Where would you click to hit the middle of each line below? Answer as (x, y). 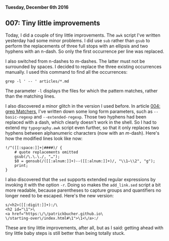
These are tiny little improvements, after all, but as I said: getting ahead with (84, 228)
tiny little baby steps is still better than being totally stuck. (65, 233)
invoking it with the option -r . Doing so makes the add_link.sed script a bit (83, 185)
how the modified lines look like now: (44, 139)
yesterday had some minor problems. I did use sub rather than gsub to (78, 41)
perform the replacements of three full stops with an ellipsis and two (77, 46)
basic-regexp (19, 117)
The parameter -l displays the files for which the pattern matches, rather (82, 91)
